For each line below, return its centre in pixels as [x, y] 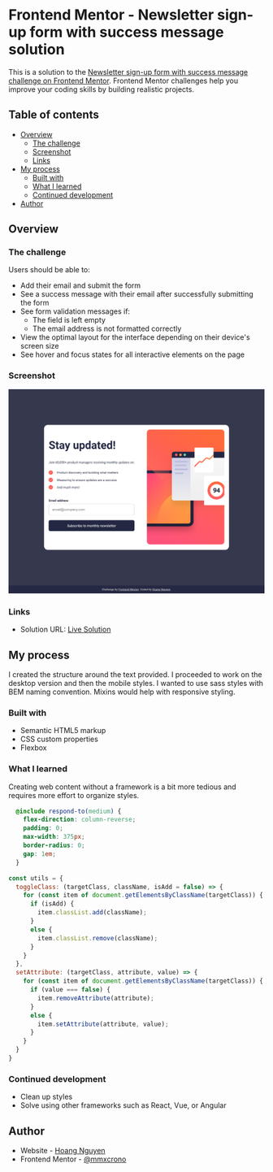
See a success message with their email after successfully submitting [136, 294]
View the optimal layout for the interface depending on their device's [135, 337]
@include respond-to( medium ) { [69, 811]
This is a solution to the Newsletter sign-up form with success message [128, 72]
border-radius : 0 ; [54, 846]
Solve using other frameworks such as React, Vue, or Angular [123, 1105]
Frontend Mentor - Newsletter [111, 15]
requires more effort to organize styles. [74, 795]
